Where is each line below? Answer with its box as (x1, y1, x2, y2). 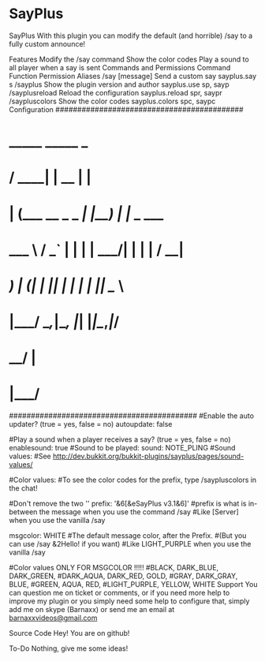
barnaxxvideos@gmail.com (9, 613, 98, 623)
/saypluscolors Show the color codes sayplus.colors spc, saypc (9, 96, 216, 106)
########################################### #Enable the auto (9, 411, 255, 420)
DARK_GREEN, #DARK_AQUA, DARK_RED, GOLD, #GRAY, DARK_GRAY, (9, 571, 238, 581)
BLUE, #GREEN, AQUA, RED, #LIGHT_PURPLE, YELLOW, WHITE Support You (9, 580, 258, 589)
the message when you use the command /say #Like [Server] (39, 507, 239, 517)
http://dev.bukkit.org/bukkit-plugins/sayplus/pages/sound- (52, 451, 244, 461)
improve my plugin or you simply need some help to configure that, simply (9, 596, 250, 606)
